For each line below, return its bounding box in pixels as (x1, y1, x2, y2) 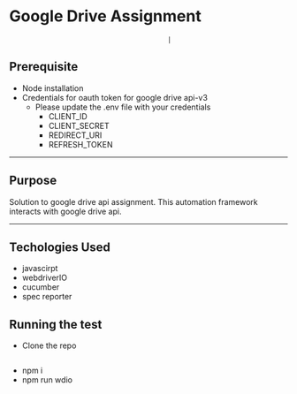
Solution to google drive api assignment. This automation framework (9, 196, 258, 207)
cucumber (21, 282, 60, 292)
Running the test (9, 316, 103, 332)
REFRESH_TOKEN (48, 139, 113, 149)
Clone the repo (21, 340, 77, 351)
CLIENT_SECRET (48, 120, 110, 131)
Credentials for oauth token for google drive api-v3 (21, 92, 208, 102)
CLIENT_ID (48, 110, 88, 121)
